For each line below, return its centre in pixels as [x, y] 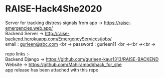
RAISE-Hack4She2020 [54, 9]
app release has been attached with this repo [52, 70]
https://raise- [117, 23]
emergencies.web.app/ [29, 28]
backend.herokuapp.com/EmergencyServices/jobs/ [58, 39]
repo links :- [18, 54]
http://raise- [57, 33]
